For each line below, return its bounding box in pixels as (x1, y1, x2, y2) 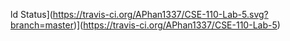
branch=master (10, 19, 74, 31)
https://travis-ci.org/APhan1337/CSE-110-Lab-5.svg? (52, 9, 269, 20)
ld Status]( (10, 9, 53, 20)
